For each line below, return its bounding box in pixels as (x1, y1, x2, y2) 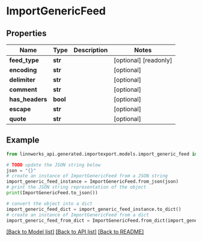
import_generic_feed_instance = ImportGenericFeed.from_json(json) (6, 178, 179, 185)
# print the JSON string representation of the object (6, 185, 147, 191)
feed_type (9, 56, 39, 64)
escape (9, 105, 31, 113)
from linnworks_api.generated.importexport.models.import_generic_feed (6, 151, 189, 157)
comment (9, 85, 37, 94)
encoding (9, 66, 37, 74)
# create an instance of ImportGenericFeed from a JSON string (6, 173, 168, 179)
